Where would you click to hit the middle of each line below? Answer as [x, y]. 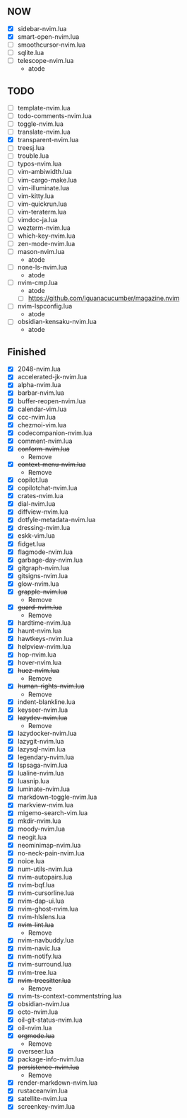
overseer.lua [36, 1051]
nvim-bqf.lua [36, 884]
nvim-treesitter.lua [44, 980]
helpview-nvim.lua [44, 647]
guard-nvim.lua [40, 607]
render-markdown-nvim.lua [58, 1083]
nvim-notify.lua [40, 956]
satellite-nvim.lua [43, 1099]
